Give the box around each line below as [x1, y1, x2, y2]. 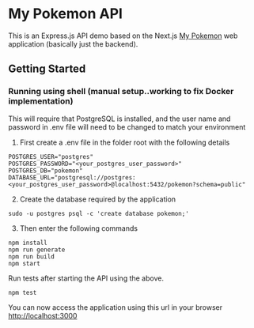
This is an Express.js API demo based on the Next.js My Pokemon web [8, 31, 238, 40]
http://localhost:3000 [8, 311, 78, 320]
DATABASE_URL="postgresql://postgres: [8, 173, 136, 182]
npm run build [8, 252, 55, 261]
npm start [8, 259, 41, 267]
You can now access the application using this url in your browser [8, 302, 223, 312]
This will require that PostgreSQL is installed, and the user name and [8, 114, 231, 123]
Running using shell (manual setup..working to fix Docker [8, 86, 234, 97]
